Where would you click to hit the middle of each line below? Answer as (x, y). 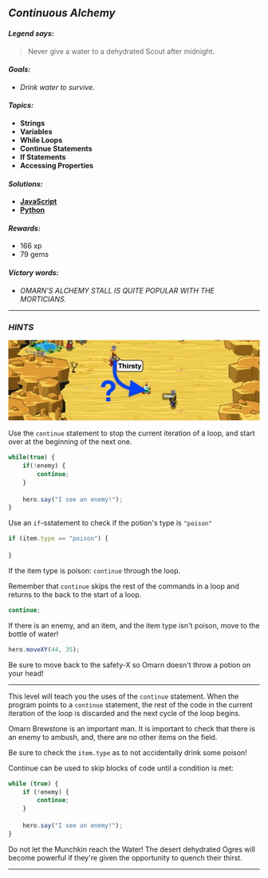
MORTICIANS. (43, 299)
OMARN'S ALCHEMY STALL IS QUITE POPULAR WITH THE (117, 290)
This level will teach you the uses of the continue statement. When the (124, 696)
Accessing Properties (57, 165)
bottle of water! (33, 634)
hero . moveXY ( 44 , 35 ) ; (44, 649)
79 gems (34, 254)
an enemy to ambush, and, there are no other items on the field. (113, 737)
